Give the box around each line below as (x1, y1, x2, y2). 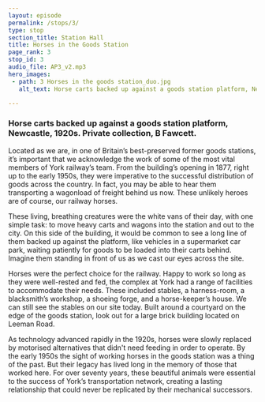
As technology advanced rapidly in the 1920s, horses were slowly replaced (8, 334, 252, 344)
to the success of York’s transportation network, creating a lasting (8, 376, 222, 385)
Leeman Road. (8, 319, 55, 329)
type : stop (8, 26, 44, 34)
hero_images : (8, 70, 51, 78)
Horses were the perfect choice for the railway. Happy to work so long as (8, 269, 246, 278)
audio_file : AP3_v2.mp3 (8, 63, 87, 71)
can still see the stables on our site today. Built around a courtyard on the (8, 302, 246, 312)
